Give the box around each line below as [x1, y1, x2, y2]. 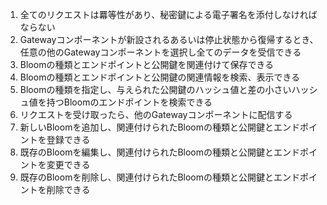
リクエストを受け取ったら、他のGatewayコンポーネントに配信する [19, 109, 293, 120]
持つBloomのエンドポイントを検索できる [46, 96, 213, 108]
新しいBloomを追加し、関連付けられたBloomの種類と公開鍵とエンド [19, 121, 301, 133]
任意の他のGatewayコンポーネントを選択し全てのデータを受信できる [19, 46, 302, 58]
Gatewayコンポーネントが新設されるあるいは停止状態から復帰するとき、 [19, 34, 319, 45]
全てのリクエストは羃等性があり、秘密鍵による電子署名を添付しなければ [19, 9, 318, 20]
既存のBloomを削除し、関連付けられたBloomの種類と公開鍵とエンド [19, 171, 301, 183]
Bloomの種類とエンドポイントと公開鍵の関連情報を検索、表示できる [19, 71, 301, 83]
